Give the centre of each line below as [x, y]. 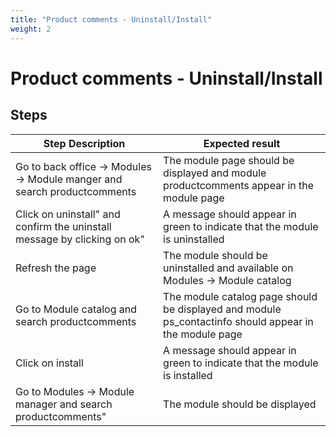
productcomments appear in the [239, 185]
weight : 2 [31, 29]
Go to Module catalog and [76, 309]
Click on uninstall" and [68, 214]
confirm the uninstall [63, 226]
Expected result [242, 143]
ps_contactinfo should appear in [238, 321]
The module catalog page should [240, 296]
